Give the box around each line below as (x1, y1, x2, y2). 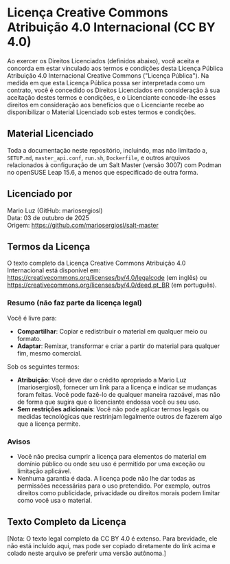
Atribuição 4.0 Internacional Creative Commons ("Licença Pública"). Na (7, 71, 209, 80)
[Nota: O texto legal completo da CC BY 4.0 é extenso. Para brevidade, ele (7, 534, 218, 543)
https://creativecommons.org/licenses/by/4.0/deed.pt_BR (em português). (7, 281, 218, 290)
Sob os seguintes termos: (7, 362, 80, 371)
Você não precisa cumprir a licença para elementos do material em (16, 452, 207, 460)
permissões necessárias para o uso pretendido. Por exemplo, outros (16, 481, 211, 490)
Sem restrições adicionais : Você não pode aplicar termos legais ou (16, 404, 209, 413)
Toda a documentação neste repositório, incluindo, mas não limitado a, (7, 146, 208, 154)
